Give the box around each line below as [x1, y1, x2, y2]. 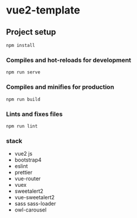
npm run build [6, 96, 41, 102]
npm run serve [6, 69, 41, 75]
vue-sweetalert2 [14, 194, 55, 201]
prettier [14, 169, 33, 176]
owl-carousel [14, 206, 47, 213]
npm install [6, 42, 35, 48]
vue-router [14, 175, 41, 182]
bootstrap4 [14, 156, 42, 163]
